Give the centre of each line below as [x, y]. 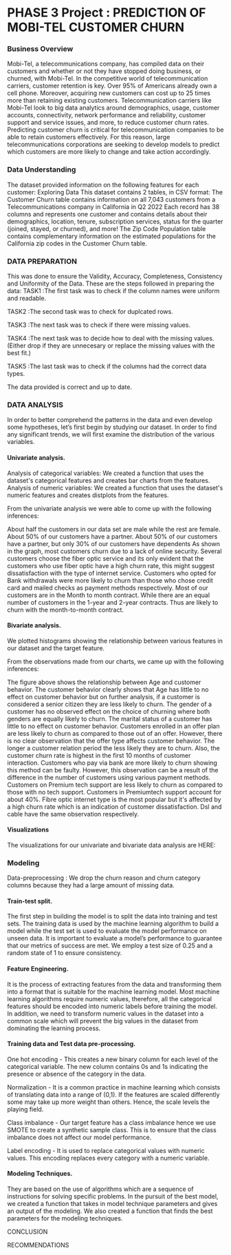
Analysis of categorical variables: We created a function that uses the [106, 473]
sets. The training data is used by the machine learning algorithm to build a [113, 924]
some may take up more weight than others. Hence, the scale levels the [109, 1102]
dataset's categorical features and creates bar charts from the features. [109, 480]
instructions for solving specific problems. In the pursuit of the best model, [113, 1196]
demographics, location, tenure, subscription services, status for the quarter [115, 221]
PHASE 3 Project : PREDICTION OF [107, 13]
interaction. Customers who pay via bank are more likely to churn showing [112, 763]
